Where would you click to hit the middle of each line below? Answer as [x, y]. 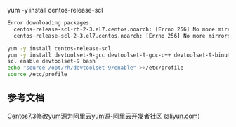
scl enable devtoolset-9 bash [52, 61]
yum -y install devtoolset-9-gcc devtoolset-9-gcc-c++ [89, 55]
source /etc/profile [38, 75]
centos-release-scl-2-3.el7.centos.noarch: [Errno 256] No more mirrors [122, 36]
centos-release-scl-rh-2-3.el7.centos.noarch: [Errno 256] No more [114, 29]
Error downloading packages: [50, 23]
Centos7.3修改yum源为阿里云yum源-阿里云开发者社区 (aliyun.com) [104, 116]
